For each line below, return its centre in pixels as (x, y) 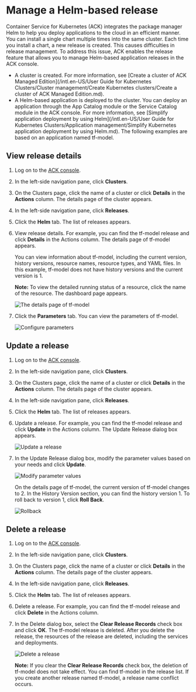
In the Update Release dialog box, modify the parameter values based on (102, 458)
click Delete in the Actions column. (56, 613)
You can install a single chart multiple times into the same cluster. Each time (97, 39)
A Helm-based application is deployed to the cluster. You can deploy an (101, 100)
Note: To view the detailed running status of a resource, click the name (100, 287)
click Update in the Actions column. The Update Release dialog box (96, 429)
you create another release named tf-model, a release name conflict (97, 678)
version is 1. (29, 276)
